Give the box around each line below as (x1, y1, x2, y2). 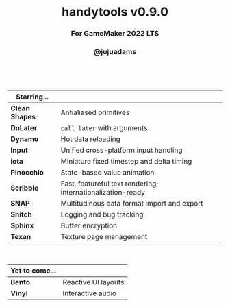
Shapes (10, 112, 36, 122)
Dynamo (10, 134, 39, 144)
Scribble (10, 183, 39, 193)
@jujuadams (93, 47, 137, 57)
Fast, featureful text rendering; (60, 179, 159, 188)
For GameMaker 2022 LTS (71, 29, 159, 38)
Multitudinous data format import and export (60, 199, 203, 208)
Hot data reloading (60, 134, 121, 144)
